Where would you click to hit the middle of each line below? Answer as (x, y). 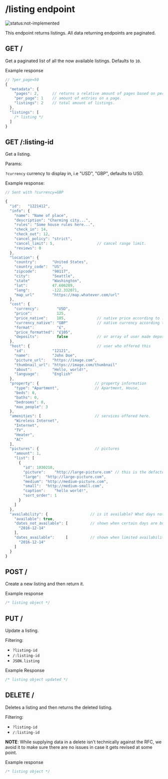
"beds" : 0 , (25, 393)
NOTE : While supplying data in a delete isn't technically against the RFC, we (83, 742)
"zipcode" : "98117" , (42, 272)
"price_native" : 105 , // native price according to (87, 318)
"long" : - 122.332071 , (47, 290)
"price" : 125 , (40, 314)
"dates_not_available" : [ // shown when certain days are (86, 524)
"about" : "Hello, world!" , (51, 369)
